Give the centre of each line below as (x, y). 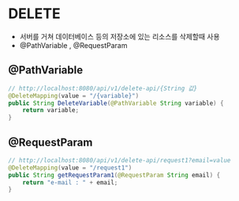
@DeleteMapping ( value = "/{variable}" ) (74, 95)
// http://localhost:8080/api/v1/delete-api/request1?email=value (119, 160)
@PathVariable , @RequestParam (73, 45)
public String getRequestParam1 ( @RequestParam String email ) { (114, 175)
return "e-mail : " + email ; (70, 182)
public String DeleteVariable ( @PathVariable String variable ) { (116, 103)
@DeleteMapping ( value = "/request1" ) (70, 167)
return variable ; (51, 110)
